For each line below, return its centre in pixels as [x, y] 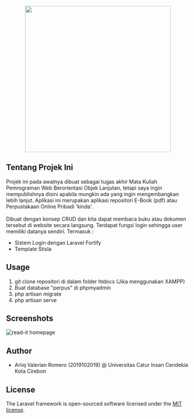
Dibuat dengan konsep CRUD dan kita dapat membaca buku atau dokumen [96, 219]
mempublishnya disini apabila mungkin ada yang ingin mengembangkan [93, 194]
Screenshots [30, 319]
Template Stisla [33, 249]
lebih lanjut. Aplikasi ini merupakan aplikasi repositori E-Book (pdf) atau [92, 200]
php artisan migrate [38, 294]
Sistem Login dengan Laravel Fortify [58, 242]
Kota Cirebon [30, 371]
